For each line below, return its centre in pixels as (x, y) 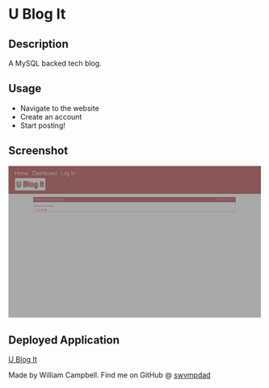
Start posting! (43, 125)
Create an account (51, 116)
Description (38, 44)
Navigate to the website (59, 108)
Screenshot (38, 151)
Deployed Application (64, 340)
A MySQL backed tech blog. (55, 63)
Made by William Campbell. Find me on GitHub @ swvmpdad (110, 375)
